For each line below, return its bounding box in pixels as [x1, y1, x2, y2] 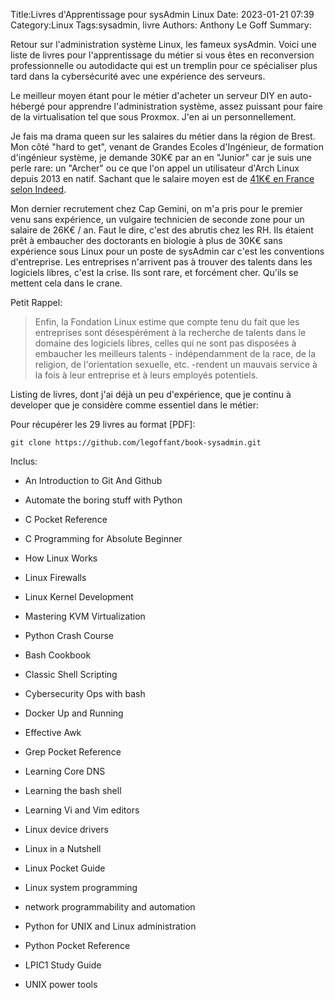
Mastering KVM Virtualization [24, 610, 146, 622]
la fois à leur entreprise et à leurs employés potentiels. [34, 369, 259, 381]
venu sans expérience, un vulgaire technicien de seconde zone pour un [10, 214, 305, 225]
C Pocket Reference [24, 514, 108, 525]
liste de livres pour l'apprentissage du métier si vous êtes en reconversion [10, 49, 315, 61]
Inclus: [10, 455, 38, 467]
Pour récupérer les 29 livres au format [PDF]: [10, 419, 196, 430]
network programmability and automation [24, 901, 196, 913]
